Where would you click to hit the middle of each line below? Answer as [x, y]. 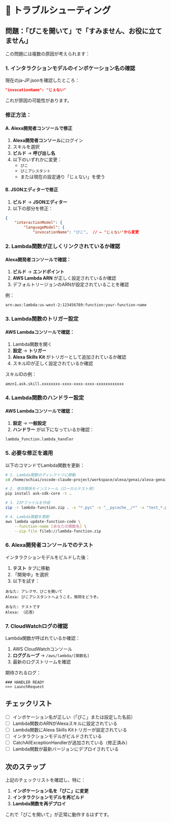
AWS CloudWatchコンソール [42, 649]
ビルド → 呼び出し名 [34, 153]
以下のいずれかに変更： [37, 159]
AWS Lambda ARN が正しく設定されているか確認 [64, 278]
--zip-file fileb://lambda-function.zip [58, 531]
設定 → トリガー [30, 351]
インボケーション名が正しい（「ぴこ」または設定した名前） [74, 717]
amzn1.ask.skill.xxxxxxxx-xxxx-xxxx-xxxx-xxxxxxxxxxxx [65, 384]
